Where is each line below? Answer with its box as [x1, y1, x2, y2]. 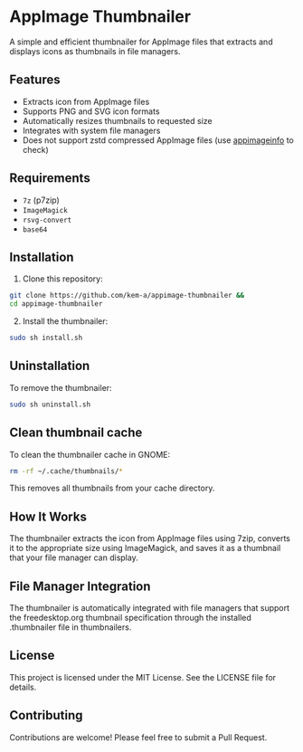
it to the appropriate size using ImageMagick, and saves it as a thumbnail [9, 543, 281, 554]
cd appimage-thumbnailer [9, 300, 103, 309]
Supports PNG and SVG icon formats [22, 106, 160, 117]
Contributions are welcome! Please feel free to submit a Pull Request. [9, 731, 268, 743]
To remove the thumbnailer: [9, 382, 112, 393]
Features [9, 72, 61, 88]
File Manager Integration [9, 578, 151, 594]
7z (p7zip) [22, 195, 61, 205]
